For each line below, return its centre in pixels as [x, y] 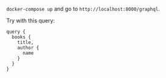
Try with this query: [31, 20]
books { [22, 37]
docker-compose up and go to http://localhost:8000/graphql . [83, 9]
